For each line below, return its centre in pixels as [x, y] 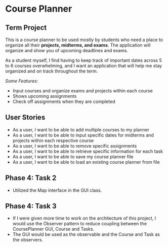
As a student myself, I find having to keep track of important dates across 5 [83, 60]
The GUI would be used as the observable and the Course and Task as [86, 234]
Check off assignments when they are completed [64, 101]
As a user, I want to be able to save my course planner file [73, 156]
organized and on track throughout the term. [52, 71]
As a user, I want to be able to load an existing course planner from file [86, 162]
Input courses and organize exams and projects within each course [82, 91]
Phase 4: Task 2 [31, 178]
